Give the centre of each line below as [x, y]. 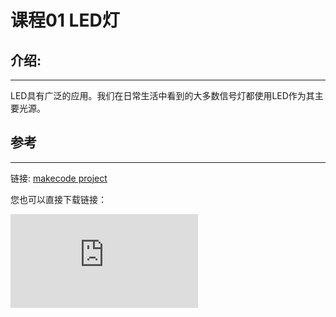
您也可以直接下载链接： [58, 199]
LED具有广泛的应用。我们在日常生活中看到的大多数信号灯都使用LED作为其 [162, 95]
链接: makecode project [59, 178]
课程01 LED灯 [65, 20]
